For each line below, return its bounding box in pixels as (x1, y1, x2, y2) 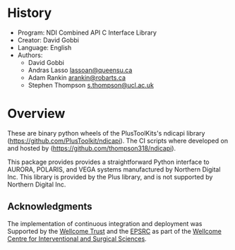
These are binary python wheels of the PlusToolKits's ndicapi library (7, 129, 205, 137)
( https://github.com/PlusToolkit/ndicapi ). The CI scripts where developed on (7, 136, 228, 145)
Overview (7, 106, 66, 121)
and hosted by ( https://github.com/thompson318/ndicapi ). (7, 143, 176, 153)
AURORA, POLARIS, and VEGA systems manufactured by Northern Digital (7, 165, 221, 174)
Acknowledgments (7, 201, 93, 213)
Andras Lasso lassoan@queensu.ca (28, 66, 133, 74)
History (7, 5, 52, 21)
